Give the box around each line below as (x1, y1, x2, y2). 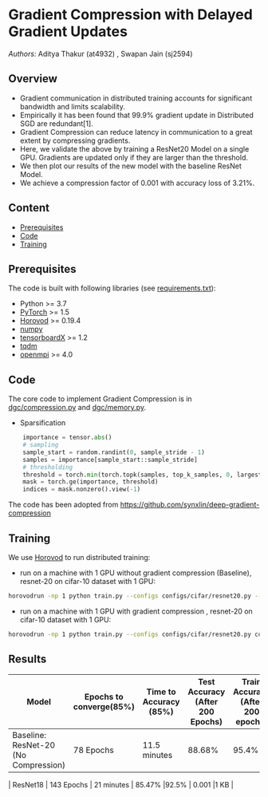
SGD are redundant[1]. (19, 118, 93, 128)
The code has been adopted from (8, 500, 119, 510)
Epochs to (84, 691, 124, 702)
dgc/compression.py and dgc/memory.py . (8, 403, 146, 412)
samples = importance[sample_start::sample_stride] (22, 456, 198, 464)
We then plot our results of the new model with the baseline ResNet (19, 161, 242, 171)
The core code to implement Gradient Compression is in (8, 394, 193, 404)
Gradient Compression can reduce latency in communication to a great (19, 127, 253, 136)
